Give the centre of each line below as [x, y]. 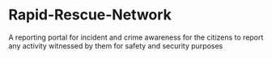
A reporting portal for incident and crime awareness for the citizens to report [136, 37]
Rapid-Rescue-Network [90, 15]
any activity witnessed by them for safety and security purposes [116, 45]
